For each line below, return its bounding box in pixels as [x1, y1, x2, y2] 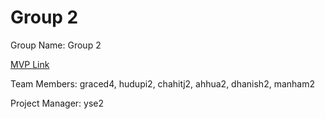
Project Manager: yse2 [10, 97, 105, 109]
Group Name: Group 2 [10, 39, 102, 51]
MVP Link [10, 58, 50, 70]
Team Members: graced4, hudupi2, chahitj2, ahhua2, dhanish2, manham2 [10, 77, 315, 90]
